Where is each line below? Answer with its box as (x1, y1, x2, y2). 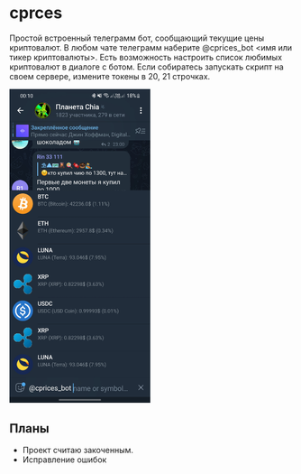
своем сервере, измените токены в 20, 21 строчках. (9, 70, 211, 81)
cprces (9, 3, 63, 23)
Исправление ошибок (22, 454, 107, 465)
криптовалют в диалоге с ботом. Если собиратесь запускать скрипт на (9, 61, 284, 72)
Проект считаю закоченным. (22, 445, 133, 456)
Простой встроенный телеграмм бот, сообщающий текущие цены (9, 33, 264, 43)
